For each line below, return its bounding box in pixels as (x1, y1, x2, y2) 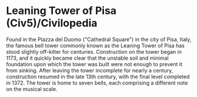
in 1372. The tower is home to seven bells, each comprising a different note (6, 79, 188, 86)
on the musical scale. (6, 85, 58, 92)
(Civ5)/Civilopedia (6, 16, 98, 30)
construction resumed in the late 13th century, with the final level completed (6, 73, 190, 80)
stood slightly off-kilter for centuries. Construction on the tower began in (6, 48, 182, 55)
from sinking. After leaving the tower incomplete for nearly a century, (6, 67, 173, 74)
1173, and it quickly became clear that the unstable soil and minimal (6, 54, 169, 61)
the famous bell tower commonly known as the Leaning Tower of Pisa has (6, 42, 185, 49)
